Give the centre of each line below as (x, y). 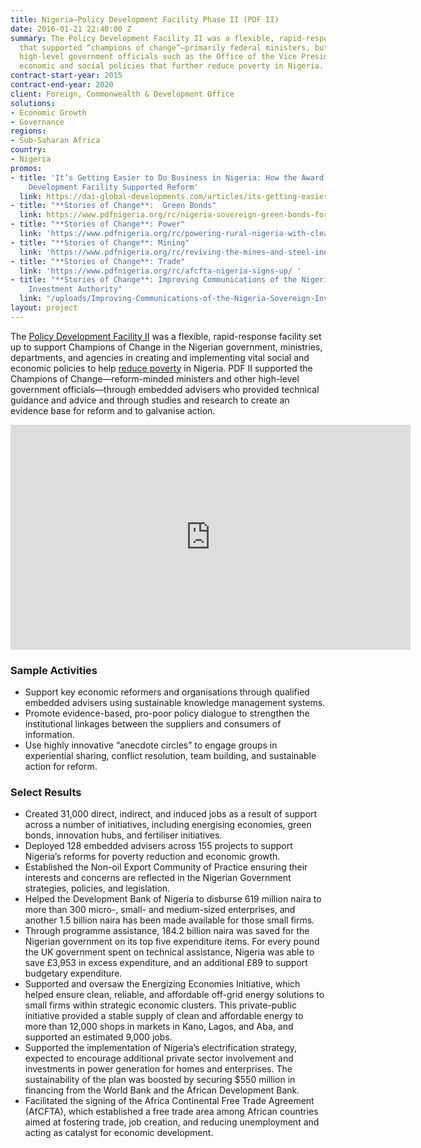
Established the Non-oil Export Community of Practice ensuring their (166, 867)
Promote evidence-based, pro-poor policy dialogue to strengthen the (167, 713)
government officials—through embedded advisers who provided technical (165, 389)
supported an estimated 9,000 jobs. (98, 1037)
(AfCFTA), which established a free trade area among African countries (171, 1112)
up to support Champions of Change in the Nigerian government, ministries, (166, 347)
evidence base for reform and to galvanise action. (113, 410)
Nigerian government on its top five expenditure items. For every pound (172, 942)
